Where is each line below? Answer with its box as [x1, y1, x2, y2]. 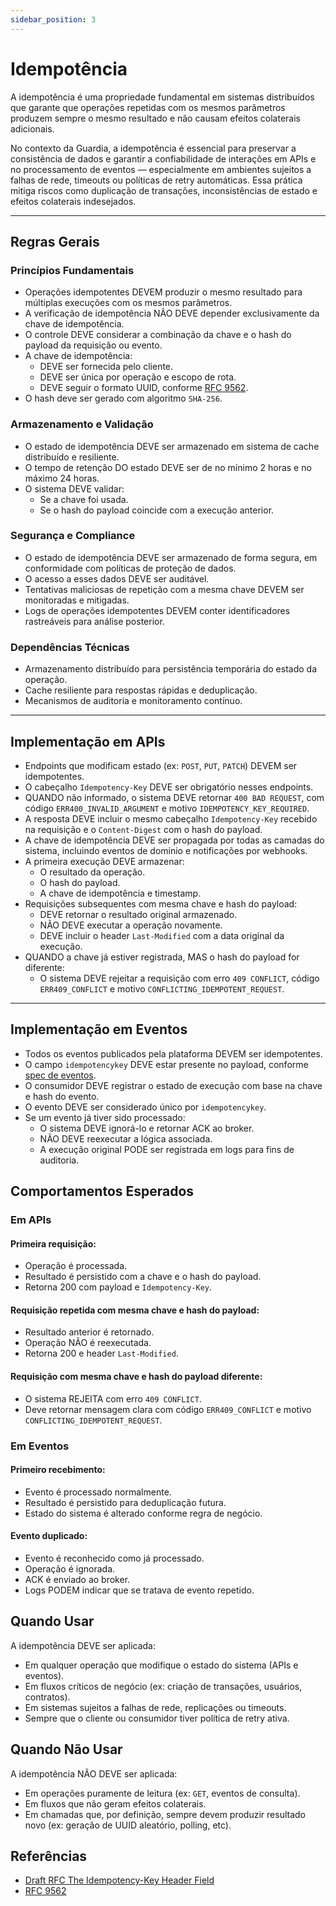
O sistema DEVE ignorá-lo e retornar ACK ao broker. [39, 1122, 255, 1134]
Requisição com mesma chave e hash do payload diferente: [10, 1371, 263, 1383]
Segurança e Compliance [10, 529, 136, 543]
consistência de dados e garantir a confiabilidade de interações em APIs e [10, 152, 317, 165]
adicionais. [10, 122, 55, 135]
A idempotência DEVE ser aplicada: [10, 1639, 156, 1651]
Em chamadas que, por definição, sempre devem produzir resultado [24, 1808, 306, 1820]
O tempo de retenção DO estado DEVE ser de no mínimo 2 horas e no [24, 461, 312, 473]
